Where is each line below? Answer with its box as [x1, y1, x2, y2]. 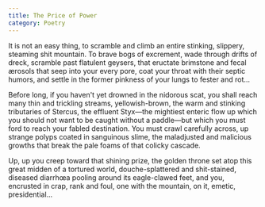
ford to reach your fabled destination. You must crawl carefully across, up [8, 124, 249, 133]
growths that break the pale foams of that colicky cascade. [8, 140, 201, 150]
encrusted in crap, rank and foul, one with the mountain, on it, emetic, [8, 181, 236, 190]
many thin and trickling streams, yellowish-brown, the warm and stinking [8, 98, 246, 108]
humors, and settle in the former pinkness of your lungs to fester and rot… [8, 75, 251, 84]
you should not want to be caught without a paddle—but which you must [8, 115, 246, 125]
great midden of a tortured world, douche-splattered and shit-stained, [8, 164, 236, 174]
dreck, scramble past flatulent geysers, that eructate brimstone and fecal [8, 57, 248, 67]
